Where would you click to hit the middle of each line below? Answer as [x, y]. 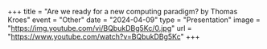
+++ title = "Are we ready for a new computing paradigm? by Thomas [123, 11]
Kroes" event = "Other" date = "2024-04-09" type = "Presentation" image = [134, 20]
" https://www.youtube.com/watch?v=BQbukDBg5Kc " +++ [104, 36]
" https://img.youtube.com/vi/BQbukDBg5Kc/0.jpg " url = [100, 28]
